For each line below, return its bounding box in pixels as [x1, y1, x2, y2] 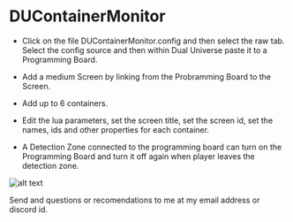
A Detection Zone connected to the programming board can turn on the [21, 142, 282, 152]
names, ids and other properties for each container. [21, 124, 210, 134]
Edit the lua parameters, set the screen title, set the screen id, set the [21, 115, 274, 126]
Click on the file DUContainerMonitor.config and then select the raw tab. [21, 35, 285, 46]
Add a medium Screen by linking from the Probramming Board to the [21, 71, 272, 81]
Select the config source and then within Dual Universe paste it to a [21, 44, 267, 55]
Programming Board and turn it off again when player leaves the [21, 150, 256, 161]
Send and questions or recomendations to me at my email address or [9, 195, 260, 205]
